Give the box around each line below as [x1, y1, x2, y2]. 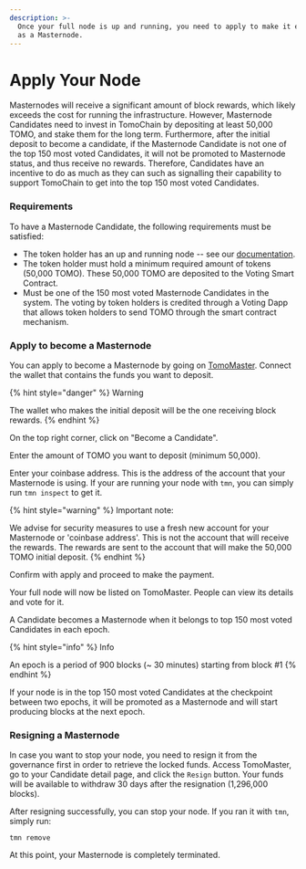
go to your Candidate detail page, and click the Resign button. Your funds [9, 769, 284, 780]
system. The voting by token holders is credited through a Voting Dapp [22, 297, 289, 308]
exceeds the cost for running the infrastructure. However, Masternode [9, 110, 272, 120]
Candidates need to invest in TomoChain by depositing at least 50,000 [9, 120, 273, 131]
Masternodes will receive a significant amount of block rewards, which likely [9, 99, 296, 110]
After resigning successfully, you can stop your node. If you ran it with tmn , [9, 806, 290, 817]
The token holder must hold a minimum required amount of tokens [22, 257, 271, 269]
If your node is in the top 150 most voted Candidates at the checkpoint [9, 686, 273, 697]
